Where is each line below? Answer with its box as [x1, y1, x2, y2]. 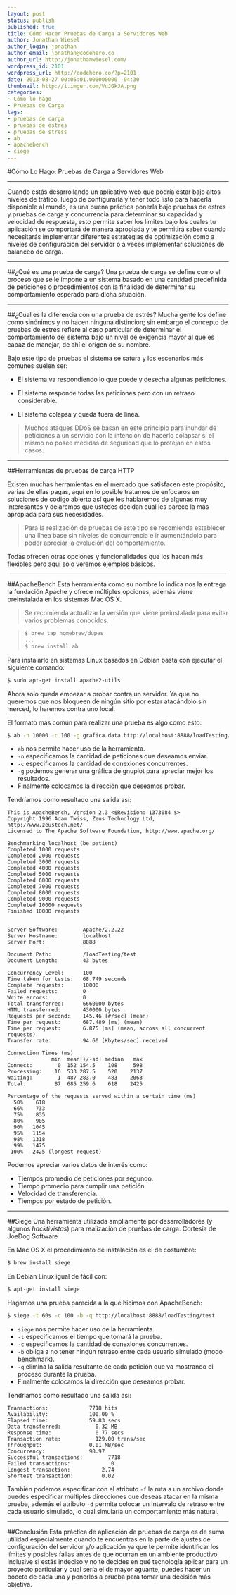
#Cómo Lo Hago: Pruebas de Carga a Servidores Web [7, 167, 164, 175]
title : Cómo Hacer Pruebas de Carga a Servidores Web [7, 30, 169, 37]
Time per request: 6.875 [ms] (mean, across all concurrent [7, 1025, 206, 1033]
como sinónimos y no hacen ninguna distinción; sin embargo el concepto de [7, 318, 228, 326]
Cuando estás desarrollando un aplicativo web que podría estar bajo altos [7, 187, 221, 196]
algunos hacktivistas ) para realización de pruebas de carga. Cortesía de [7, 1224, 216, 1233]
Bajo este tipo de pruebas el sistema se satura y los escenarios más [7, 354, 204, 362]
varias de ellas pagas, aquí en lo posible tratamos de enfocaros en [7, 488, 199, 495]
